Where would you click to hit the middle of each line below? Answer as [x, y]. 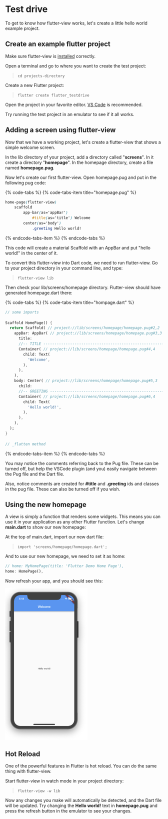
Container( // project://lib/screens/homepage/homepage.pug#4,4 [87, 349]
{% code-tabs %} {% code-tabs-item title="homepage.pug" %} [71, 192]
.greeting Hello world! [56, 228]
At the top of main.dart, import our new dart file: [54, 537]
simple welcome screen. [30, 147]
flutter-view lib [35, 278]
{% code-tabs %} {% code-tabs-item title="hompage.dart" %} [70, 302]
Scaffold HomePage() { [29, 323]
